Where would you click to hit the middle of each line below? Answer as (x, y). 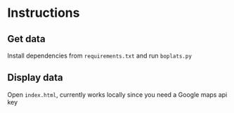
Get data (26, 39)
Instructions (44, 13)
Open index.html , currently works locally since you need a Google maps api (117, 94)
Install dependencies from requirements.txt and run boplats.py (99, 55)
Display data (35, 78)
